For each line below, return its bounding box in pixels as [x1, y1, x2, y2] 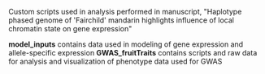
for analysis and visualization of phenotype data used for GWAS [8, 56, 223, 66]
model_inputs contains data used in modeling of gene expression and [8, 39, 244, 49]
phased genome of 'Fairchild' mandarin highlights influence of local [8, 15, 234, 25]
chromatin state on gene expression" [8, 24, 132, 33]
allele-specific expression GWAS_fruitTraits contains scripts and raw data [8, 48, 258, 57]
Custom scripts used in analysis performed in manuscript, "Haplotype [8, 7, 242, 16]
